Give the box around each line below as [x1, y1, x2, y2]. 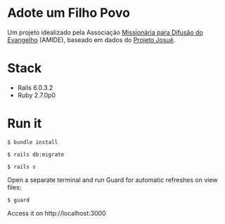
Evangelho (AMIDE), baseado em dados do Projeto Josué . [7, 35, 176, 44]
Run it [7, 116, 42, 131]
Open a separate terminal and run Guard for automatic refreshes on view [7, 176, 218, 184]
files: [7, 183, 22, 191]
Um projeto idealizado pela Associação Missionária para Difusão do [7, 28, 204, 37]
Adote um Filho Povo [7, 5, 130, 21]
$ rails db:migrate [7, 151, 65, 158]
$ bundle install [7, 138, 58, 145]
